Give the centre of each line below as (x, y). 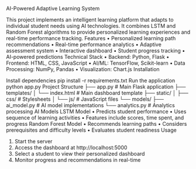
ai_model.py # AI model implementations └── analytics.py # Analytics (91, 105)
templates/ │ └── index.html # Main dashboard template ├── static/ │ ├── (97, 93)
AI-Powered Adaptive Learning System (53, 8)
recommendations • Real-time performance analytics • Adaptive (84, 44)
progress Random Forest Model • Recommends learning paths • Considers (97, 124)
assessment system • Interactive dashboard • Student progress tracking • (96, 51)
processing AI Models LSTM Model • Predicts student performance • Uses (96, 111)
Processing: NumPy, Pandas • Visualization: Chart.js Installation (83, 69)
